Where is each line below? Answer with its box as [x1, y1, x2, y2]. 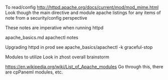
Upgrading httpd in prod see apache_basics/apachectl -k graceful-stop [5, 44, 153, 50]
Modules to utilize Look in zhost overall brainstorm [5, 54, 109, 60]
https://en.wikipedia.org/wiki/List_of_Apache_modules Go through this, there [5, 64, 163, 69]
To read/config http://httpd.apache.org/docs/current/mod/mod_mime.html [5, 5, 159, 10]
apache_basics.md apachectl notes [5, 35, 79, 40]
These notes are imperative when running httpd [5, 25, 104, 31]
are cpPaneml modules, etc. [5, 69, 63, 75]
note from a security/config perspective [5, 15, 88, 21]
